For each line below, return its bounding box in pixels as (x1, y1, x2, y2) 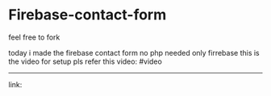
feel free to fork (8, 32, 60, 42)
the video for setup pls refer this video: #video (8, 56, 163, 66)
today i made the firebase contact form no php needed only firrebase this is (8, 48, 260, 57)
